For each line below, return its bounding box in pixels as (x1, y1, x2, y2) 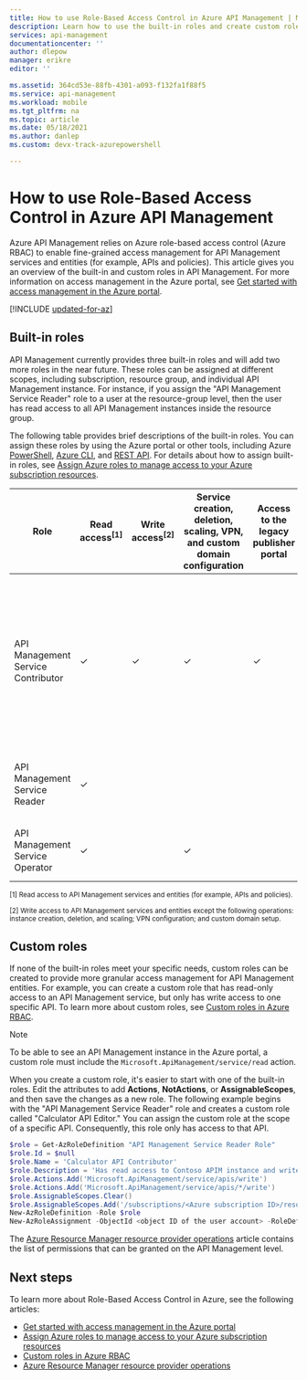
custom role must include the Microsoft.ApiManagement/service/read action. (9, 1057, 297, 1068)
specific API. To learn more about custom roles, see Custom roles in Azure (9, 1002, 290, 1013)
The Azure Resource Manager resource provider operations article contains (9, 1234, 294, 1245)
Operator (14, 860, 53, 873)
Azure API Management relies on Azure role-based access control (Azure (9, 237, 286, 248)
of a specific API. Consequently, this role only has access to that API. (9, 1122, 270, 1133)
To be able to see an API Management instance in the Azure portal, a (9, 1047, 268, 1058)
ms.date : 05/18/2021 (9, 123, 89, 132)
